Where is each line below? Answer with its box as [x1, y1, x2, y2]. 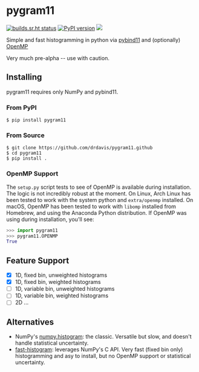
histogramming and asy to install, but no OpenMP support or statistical [15, 353, 191, 360]
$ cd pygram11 [6, 150, 42, 157]
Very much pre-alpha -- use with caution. [6, 54, 110, 61]
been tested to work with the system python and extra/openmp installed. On [6, 196, 194, 203]
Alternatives [6, 317, 54, 327]
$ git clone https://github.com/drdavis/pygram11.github [6, 145, 153, 151]
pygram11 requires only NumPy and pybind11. [6, 88, 119, 95]
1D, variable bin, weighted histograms [15, 292, 109, 299]
